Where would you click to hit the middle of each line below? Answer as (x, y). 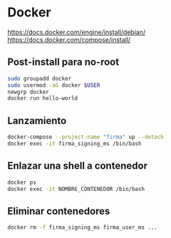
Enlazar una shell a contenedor (78, 166)
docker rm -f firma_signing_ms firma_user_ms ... (83, 228)
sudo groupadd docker (40, 78)
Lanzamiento (37, 121)
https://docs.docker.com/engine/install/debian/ (77, 32)
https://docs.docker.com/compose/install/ (69, 39)
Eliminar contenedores (59, 211)
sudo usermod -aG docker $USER (54, 85)
